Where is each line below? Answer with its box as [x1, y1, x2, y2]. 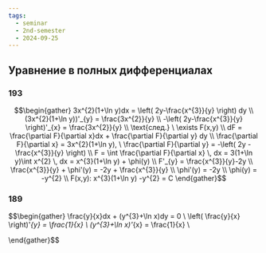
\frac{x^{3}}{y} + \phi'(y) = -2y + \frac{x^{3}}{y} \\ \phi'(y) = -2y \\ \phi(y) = [10, 164, 257, 174]
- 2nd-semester [15, 26, 66, 34]
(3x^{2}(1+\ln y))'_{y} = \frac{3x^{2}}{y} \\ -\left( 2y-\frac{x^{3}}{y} [25, 113, 243, 124]
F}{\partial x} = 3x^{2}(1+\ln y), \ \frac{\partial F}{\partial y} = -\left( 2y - [16, 139, 252, 148]
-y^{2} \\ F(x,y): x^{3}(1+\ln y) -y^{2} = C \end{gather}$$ [41, 173, 227, 183]
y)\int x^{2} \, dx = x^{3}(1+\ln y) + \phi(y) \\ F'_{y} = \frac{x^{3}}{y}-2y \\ [14, 156, 253, 166]
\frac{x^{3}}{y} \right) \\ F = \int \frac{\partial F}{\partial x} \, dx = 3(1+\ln [14, 148, 253, 157]
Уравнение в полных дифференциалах [8, 63, 213, 77]
